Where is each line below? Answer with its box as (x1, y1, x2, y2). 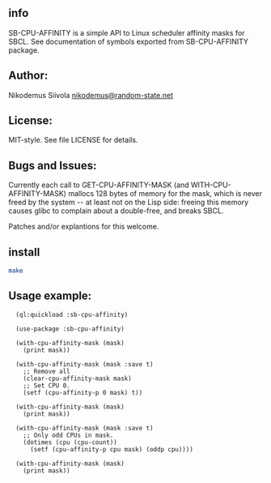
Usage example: (8, 289, 92, 303)
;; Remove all (23, 367, 70, 375)
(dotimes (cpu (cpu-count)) (23, 438, 117, 447)
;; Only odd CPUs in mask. (23, 431, 114, 439)
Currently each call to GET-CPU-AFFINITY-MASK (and (8, 180, 189, 190)
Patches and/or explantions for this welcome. (8, 222, 159, 232)
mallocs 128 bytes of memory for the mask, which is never (68, 189, 263, 199)
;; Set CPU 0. (23, 381, 70, 390)
